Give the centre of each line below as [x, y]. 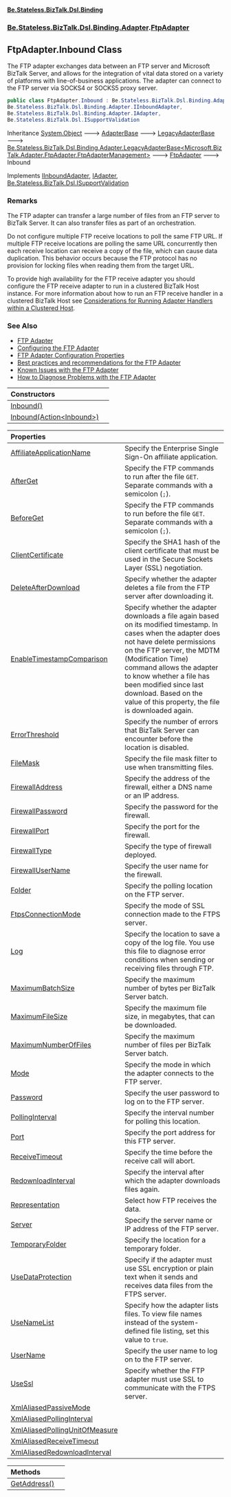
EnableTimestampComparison [59, 659]
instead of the [147, 1322]
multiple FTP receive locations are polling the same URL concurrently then [112, 243]
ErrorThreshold [35, 734]
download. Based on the [164, 693]
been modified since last [164, 685]
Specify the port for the [162, 827]
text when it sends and [161, 1277]
